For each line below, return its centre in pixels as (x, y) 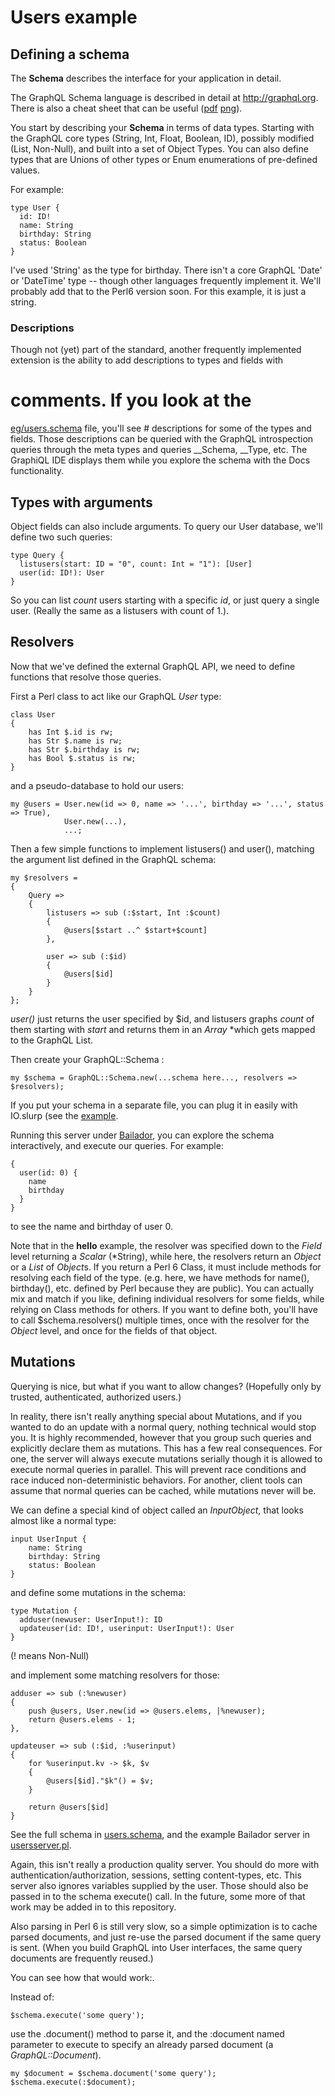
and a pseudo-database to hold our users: (97, 785)
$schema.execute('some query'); (77, 2015)
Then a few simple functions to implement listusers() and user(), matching (162, 848)
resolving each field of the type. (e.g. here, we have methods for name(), (160, 1277)
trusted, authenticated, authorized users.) (96, 1397)
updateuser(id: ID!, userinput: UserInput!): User (127, 1628)
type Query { (37, 556)
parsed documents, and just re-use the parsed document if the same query (166, 1937)
